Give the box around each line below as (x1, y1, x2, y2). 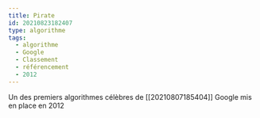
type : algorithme (8, 26, 66, 34)
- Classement (15, 56, 59, 64)
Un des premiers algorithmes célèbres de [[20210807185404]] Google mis (8, 92, 252, 101)
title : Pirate (8, 11, 56, 20)
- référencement (15, 63, 69, 71)
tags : (8, 33, 26, 42)
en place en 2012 (8, 101, 65, 110)
